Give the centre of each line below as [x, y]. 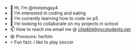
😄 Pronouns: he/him [31, 36]
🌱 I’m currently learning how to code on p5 [54, 18]
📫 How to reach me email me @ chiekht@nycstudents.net [70, 29]
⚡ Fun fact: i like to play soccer [42, 42]
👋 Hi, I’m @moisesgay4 [34, 8]
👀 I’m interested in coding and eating [48, 13]
